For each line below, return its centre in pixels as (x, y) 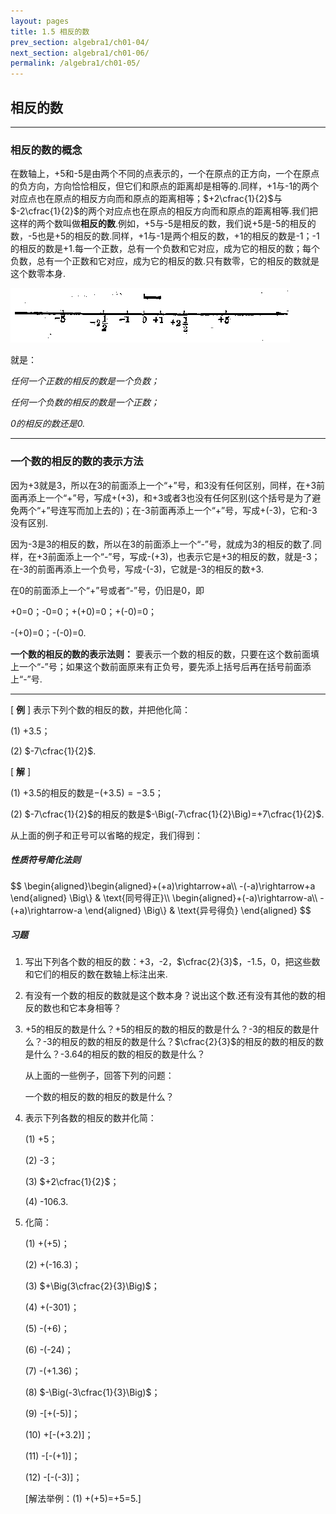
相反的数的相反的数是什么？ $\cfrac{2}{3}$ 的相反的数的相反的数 (192, 1042)
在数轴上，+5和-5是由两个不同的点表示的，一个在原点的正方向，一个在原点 (165, 174)
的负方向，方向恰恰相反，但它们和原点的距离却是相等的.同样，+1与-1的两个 (165, 186)
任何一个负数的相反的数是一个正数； (85, 402)
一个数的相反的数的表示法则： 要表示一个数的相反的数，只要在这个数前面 (160, 654)
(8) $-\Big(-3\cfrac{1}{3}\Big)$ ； (92, 1392)
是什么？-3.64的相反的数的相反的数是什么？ (115, 1054)
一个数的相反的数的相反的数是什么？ (99, 1097)
